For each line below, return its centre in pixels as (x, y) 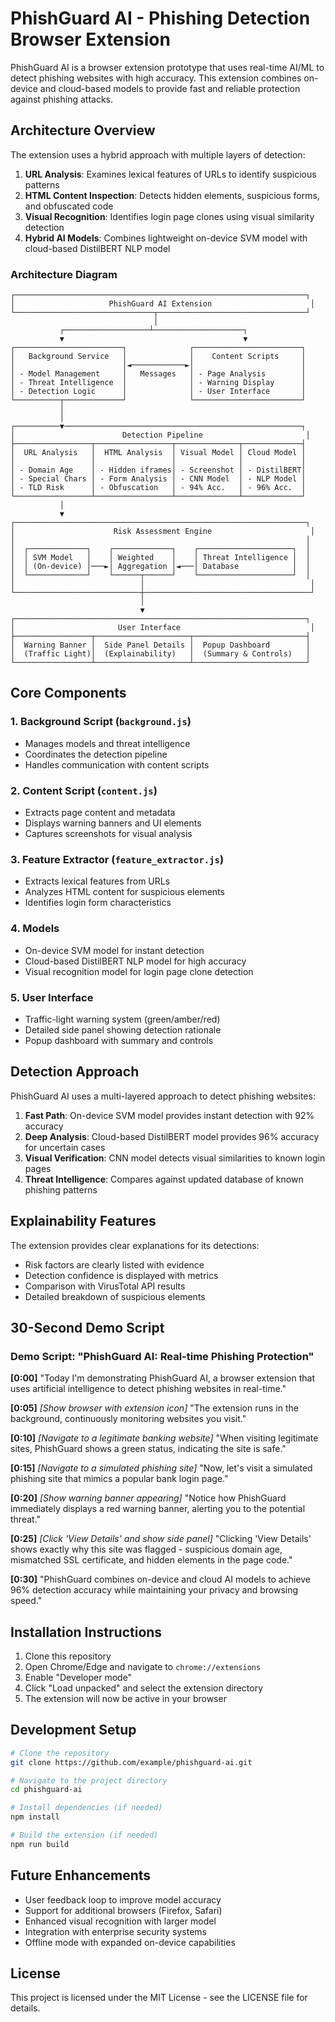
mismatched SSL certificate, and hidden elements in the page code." (151, 1560)
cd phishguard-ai (46, 1790)
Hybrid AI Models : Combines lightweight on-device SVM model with (166, 238)
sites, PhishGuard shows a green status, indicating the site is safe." (148, 1449)
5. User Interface (52, 997)
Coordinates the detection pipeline (96, 754)
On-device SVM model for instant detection (114, 950)
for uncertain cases (65, 1147)
